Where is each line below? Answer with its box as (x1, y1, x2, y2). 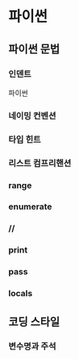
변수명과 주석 (8, 340, 56, 352)
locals (8, 288, 33, 299)
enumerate (8, 201, 52, 212)
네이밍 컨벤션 (8, 110, 56, 121)
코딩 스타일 (8, 315, 60, 328)
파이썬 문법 (8, 42, 60, 56)
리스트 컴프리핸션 (8, 157, 72, 169)
